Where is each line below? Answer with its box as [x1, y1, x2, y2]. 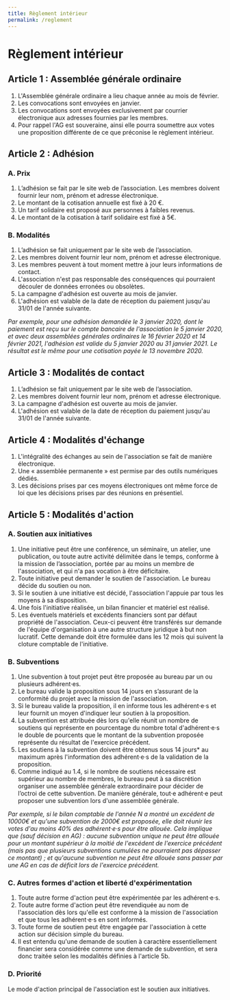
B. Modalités [8, 231, 51, 240]
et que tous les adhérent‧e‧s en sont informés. [17, 916, 148, 924]
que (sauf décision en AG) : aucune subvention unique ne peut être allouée [8, 832, 220, 840]
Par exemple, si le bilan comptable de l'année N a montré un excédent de [8, 810, 215, 818]
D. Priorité [8, 969, 42, 979]
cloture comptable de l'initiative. [17, 639, 109, 648]
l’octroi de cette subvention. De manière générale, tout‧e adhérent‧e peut [17, 789, 223, 797]
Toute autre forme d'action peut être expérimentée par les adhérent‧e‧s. [17, 894, 221, 902]
